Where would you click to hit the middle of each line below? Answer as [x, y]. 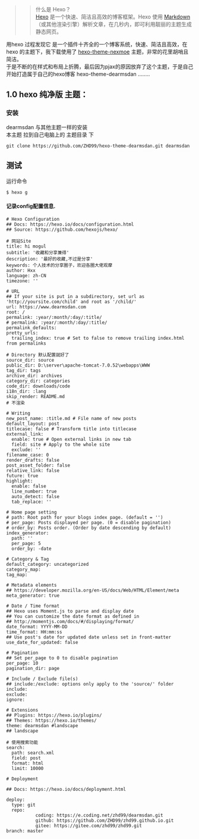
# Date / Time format [33, 606]
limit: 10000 [28, 768]
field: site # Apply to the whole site [61, 444]
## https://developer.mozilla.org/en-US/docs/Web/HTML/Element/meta [93, 590]
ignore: [16, 699]
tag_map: [17, 575]
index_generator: [28, 533]
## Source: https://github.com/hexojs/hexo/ [62, 229]
